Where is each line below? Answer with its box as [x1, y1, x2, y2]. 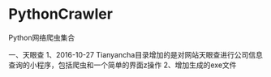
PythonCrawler [8, 5, 114, 24]
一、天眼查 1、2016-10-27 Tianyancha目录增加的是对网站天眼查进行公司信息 [8, 49, 264, 59]
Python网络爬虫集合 [8, 32, 75, 42]
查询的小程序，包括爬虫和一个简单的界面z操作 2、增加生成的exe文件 [8, 60, 237, 70]
